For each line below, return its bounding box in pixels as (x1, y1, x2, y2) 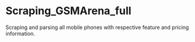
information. (5, 30, 36, 37)
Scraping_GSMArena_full (5, 4, 132, 18)
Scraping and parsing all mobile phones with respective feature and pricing (5, 24, 189, 31)
